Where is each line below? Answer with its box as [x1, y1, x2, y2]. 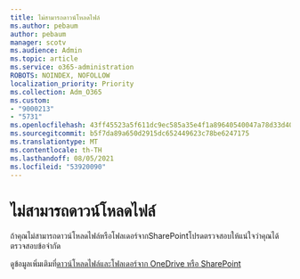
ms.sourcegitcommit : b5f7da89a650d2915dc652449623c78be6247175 [10, 129, 250, 138]
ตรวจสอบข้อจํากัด [10, 241, 61, 251]
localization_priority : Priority [10, 79, 134, 88]
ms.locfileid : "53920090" [10, 162, 106, 171]
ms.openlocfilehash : [10, 121, 87, 130]
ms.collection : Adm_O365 [10, 87, 102, 96]
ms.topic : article [10, 54, 78, 63]
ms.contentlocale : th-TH [10, 145, 102, 154]
